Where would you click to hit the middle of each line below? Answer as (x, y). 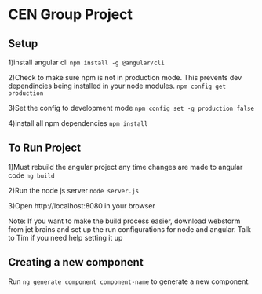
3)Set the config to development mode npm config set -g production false (131, 108)
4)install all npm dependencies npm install (78, 123)
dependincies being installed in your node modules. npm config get (117, 86)
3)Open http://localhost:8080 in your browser (82, 205)
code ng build (31, 175)
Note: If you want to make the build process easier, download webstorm (124, 221)
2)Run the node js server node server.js (74, 190)
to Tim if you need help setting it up (65, 237)
